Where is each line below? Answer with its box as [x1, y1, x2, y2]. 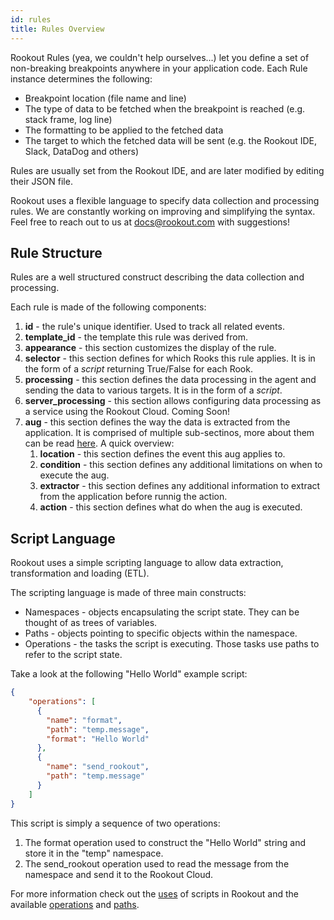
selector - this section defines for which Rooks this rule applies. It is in [24, 352, 316, 365]
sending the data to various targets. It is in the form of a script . [24, 384, 283, 396]
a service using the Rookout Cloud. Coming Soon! [24, 406, 230, 418]
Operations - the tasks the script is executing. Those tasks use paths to [24, 638, 320, 650]
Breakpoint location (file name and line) [24, 92, 187, 104]
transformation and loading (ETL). [10, 567, 150, 580]
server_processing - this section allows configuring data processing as [24, 395, 322, 407]
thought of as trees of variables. [24, 617, 158, 629]
